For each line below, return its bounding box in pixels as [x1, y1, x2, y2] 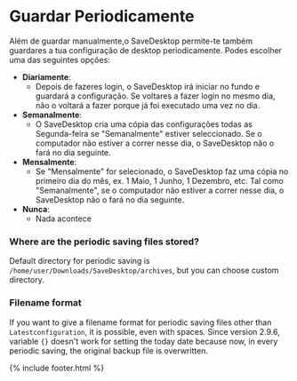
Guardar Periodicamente [9, 6, 195, 27]
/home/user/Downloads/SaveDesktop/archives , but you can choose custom [9, 265, 279, 276]
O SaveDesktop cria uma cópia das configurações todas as [35, 118, 253, 130]
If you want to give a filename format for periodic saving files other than [9, 317, 272, 328]
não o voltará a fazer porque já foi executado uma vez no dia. [35, 99, 261, 110]
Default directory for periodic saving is [9, 256, 150, 266]
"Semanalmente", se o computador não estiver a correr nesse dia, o [35, 185, 285, 195]
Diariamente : [21, 71, 71, 82]
